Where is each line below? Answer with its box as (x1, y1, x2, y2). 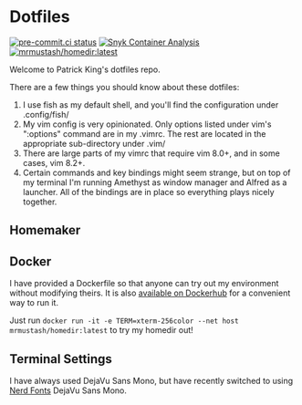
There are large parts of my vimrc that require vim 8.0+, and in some (22, 148, 280, 159)
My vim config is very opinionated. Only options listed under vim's (22, 119, 272, 130)
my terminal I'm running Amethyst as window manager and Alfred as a (22, 176, 287, 188)
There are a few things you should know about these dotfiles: (9, 81, 240, 92)
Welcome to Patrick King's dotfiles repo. (9, 64, 161, 75)
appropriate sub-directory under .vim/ (22, 138, 166, 149)
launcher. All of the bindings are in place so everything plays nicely (22, 186, 276, 197)
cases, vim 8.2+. (22, 157, 86, 168)
